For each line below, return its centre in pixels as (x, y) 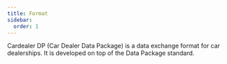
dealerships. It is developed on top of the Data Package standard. (101, 53)
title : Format (28, 13)
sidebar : (20, 20)
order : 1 (26, 26)
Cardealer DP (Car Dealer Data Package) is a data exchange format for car (114, 46)
